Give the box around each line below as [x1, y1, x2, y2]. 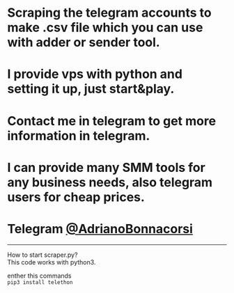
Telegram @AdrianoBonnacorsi [7, 221, 194, 237]
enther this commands [7, 271, 72, 280]
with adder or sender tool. [7, 35, 160, 50]
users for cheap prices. [7, 189, 145, 205]
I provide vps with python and [7, 66, 183, 82]
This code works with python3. [7, 258, 96, 266]
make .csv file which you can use [7, 19, 203, 35]
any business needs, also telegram [7, 174, 213, 190]
